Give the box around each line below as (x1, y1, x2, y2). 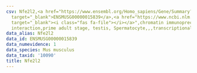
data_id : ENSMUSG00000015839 (6, 36, 77, 42)
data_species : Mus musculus (6, 47, 75, 53)
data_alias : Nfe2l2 (6, 31, 54, 36)
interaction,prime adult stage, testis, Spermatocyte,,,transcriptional (11, 25, 193, 31)
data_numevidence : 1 (6, 42, 57, 48)
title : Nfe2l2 (6, 58, 41, 64)
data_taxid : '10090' (6, 52, 57, 58)
